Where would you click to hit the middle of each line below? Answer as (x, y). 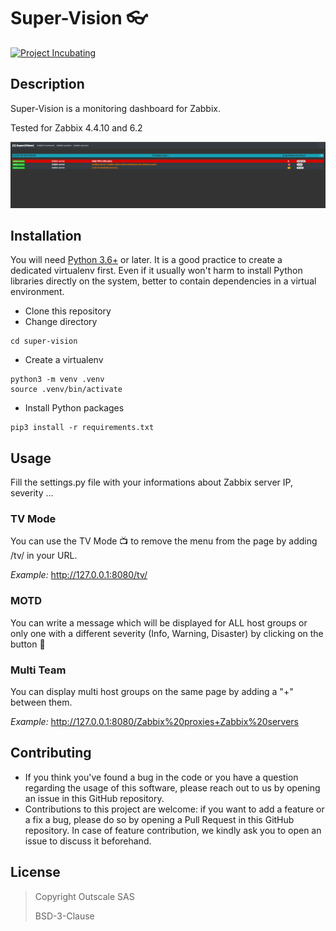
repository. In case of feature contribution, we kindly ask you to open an (173, 830)
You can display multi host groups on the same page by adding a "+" (152, 692)
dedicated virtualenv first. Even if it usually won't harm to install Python (156, 271)
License (35, 872)
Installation (46, 235)
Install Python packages (74, 408)
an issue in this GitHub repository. (94, 798)
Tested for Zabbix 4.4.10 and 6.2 (76, 127)
